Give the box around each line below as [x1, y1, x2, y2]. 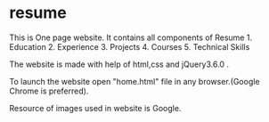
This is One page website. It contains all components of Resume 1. [9, 32, 252, 43]
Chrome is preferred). [9, 85, 89, 96]
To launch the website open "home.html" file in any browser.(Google [9, 76, 260, 86]
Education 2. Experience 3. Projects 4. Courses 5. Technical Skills [9, 41, 250, 52]
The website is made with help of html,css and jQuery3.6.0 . [9, 59, 230, 69]
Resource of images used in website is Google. [9, 102, 182, 113]
